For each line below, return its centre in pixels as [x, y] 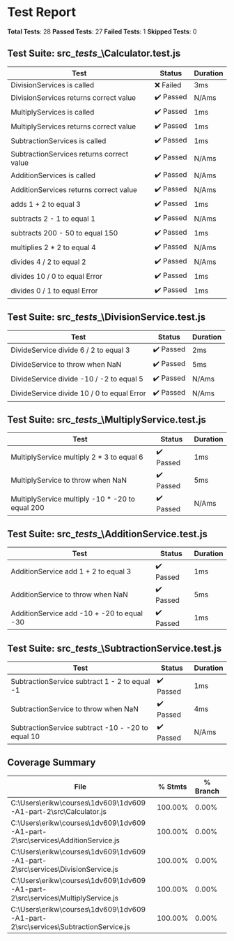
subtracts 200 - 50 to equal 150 [64, 233]
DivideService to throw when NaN [66, 365]
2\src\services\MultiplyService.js [64, 898]
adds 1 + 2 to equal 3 [46, 205]
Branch [207, 791]
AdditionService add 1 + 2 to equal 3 [71, 571]
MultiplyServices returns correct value [73, 126]
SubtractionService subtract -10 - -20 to [79, 727]
